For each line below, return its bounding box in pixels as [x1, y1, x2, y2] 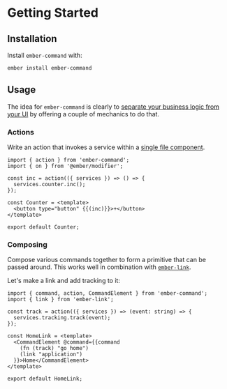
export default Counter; [7, 223, 80, 231]
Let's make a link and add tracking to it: [7, 277, 121, 285]
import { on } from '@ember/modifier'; [7, 162, 124, 169]
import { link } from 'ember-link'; [7, 296, 114, 303]
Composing [7, 239, 47, 249]
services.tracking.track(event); [13, 314, 111, 321]
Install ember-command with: [7, 51, 82, 59]
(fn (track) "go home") [20, 345, 89, 352]
